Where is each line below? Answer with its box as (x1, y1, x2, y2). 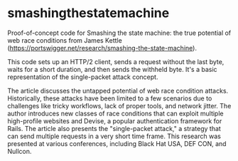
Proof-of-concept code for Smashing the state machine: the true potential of (7, 28, 232, 37)
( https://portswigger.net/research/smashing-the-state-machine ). (7, 43, 198, 52)
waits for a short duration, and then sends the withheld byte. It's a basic (7, 65, 218, 73)
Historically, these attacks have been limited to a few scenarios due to (7, 94, 212, 103)
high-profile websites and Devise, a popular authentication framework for (7, 116, 222, 125)
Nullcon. (7, 147, 32, 155)
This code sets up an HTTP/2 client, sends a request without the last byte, (7, 57, 225, 66)
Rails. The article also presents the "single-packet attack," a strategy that (7, 124, 222, 133)
